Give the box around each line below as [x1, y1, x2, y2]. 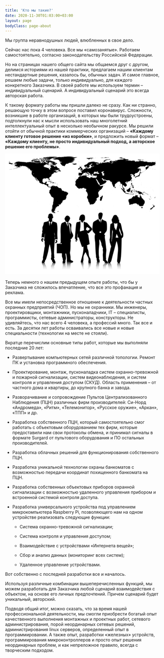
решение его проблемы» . [5, 144, 61, 150]
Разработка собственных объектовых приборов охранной [12, 484, 135, 490]
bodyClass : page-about [5, 23, 51, 28]
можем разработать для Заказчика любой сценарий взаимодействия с [5, 586, 155, 592]
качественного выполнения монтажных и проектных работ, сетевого [5, 616, 151, 622]
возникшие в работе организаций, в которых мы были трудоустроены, [5, 113, 153, 118]
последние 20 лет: [5, 345, 44, 351]
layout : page [5, 18, 32, 23]
